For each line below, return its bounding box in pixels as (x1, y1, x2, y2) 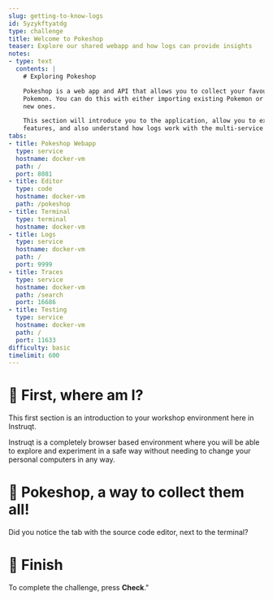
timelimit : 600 (8, 351, 60, 359)
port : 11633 (15, 336, 57, 344)
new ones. (23, 102, 57, 111)
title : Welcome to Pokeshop (8, 34, 104, 43)
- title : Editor (8, 177, 63, 185)
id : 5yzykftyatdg (8, 20, 67, 28)
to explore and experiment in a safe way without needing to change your (8, 446, 251, 456)
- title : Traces (8, 267, 63, 276)
